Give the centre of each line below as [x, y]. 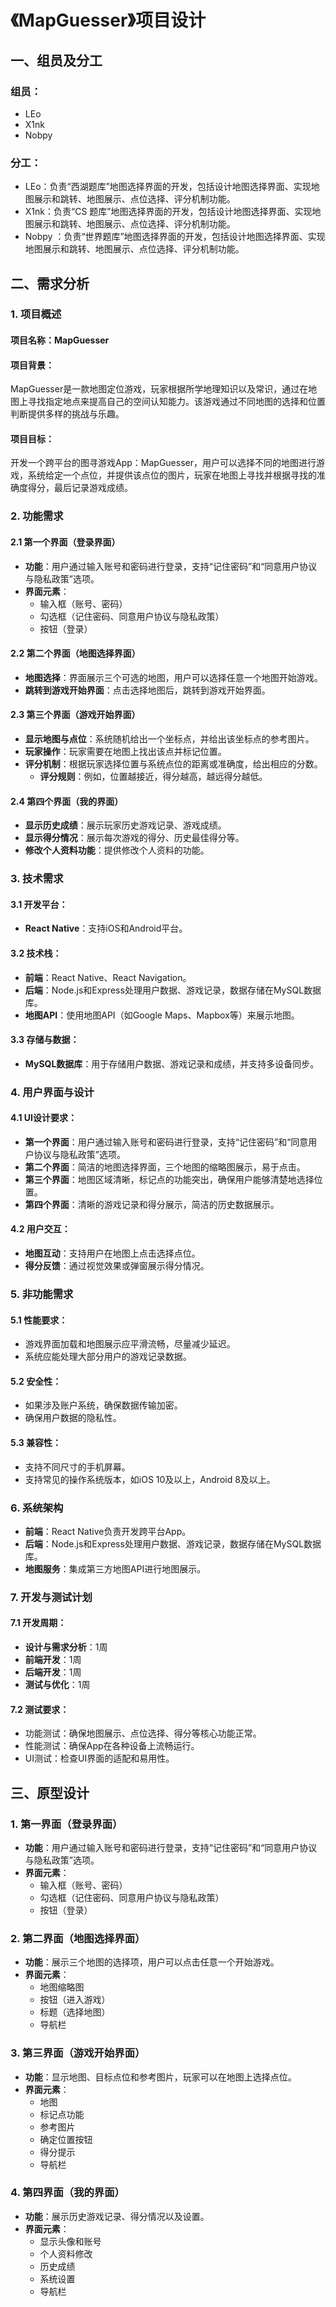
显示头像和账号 [70, 2241]
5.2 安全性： [36, 1381]
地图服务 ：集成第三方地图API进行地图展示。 [115, 1568]
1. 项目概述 [36, 314]
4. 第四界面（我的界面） [67, 2193]
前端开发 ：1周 [53, 1660]
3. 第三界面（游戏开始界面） [78, 2053]
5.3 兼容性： [36, 1442]
